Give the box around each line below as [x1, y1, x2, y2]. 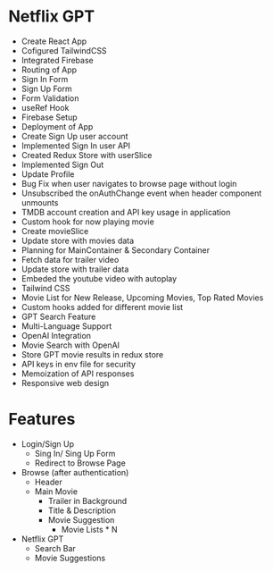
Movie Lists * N [61, 524, 118, 534]
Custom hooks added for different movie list [21, 301, 184, 312]
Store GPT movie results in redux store [21, 349, 164, 359]
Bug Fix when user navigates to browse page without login [21, 178, 237, 189]
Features [8, 409, 76, 430]
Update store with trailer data [21, 264, 129, 274]
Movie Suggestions [34, 552, 106, 563]
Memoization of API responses [21, 368, 135, 379]
